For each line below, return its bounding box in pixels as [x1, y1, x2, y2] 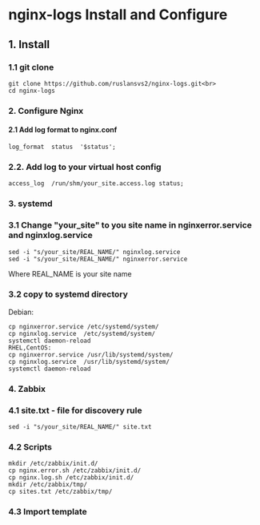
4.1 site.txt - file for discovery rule [8, 405, 142, 416]
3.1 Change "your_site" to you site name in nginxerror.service [8, 220, 252, 231]
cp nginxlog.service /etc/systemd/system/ [8, 329, 156, 337]
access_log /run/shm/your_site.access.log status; [8, 180, 184, 188]
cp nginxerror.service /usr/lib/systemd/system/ [8, 350, 174, 358]
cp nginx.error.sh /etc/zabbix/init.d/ [8, 466, 142, 475]
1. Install [8, 38, 50, 51]
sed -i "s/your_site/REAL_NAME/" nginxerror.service [8, 255, 188, 263]
